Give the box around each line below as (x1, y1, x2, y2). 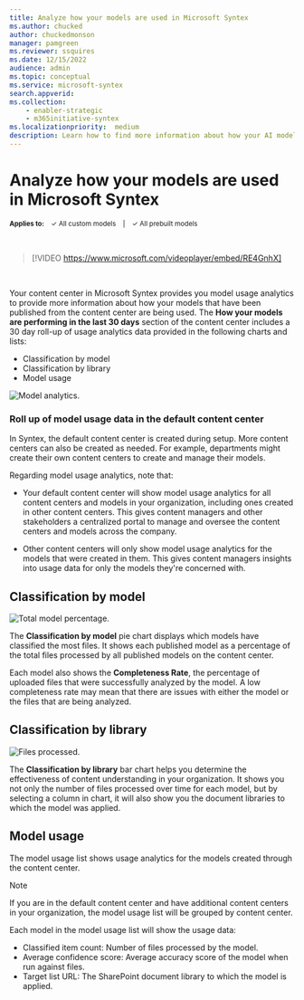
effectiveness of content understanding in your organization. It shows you (9, 773, 285, 784)
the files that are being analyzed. (9, 696, 132, 707)
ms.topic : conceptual (9, 72, 91, 81)
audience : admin (9, 64, 71, 73)
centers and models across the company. (22, 526, 177, 537)
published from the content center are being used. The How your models (9, 307, 283, 318)
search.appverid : (9, 89, 75, 98)
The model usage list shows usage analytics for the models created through (9, 852, 292, 863)
